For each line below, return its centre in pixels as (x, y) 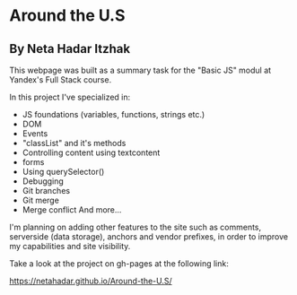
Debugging (43, 181)
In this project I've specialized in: (70, 97)
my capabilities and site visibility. (70, 246)
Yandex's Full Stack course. (61, 80)
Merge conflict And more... (72, 210)
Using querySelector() (63, 172)
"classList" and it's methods (74, 143)
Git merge (41, 200)
